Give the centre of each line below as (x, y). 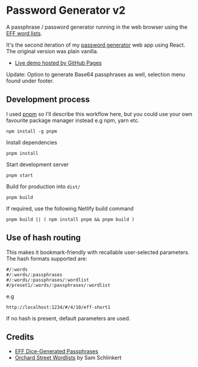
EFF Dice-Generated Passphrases (56, 351)
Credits (20, 337)
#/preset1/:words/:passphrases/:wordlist (58, 285)
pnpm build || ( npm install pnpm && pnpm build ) (70, 219)
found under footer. (30, 81)
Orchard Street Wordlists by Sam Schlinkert (68, 358)
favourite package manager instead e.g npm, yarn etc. (73, 120)
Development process (48, 100)
